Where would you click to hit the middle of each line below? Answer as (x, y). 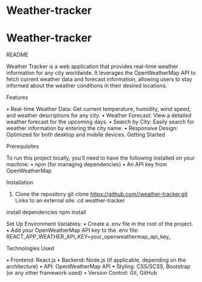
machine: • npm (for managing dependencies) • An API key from (87, 164)
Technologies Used (30, 248)
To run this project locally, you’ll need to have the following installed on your (100, 158)
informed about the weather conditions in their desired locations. (87, 86)
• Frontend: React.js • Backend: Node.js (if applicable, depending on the (96, 260)
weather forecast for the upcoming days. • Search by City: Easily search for (100, 122)
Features (17, 98)
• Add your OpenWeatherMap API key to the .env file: (73, 230)
